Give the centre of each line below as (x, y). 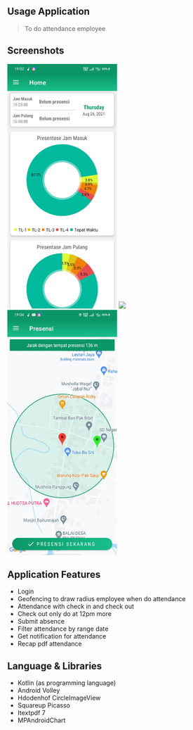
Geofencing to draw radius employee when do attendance (101, 599)
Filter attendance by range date (63, 629)
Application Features (54, 575)
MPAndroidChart (41, 720)
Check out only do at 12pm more (65, 614)
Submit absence (41, 622)
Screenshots (36, 51)
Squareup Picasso (44, 705)
